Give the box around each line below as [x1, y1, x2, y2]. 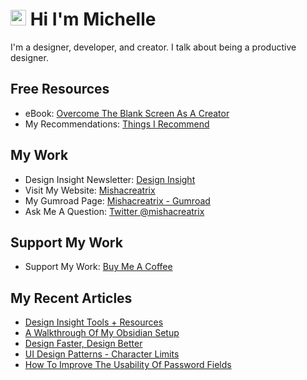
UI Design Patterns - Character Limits [24, 348, 180, 360]
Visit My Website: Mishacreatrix [24, 184, 156, 196]
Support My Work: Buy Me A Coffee [24, 261, 173, 273]
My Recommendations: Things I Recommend [24, 118, 210, 130]
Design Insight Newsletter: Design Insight [24, 173, 196, 185]
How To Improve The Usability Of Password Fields [24, 359, 232, 371]
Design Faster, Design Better [24, 338, 143, 350]
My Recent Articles [10, 289, 133, 307]
